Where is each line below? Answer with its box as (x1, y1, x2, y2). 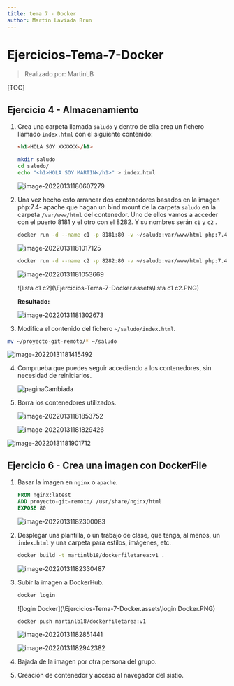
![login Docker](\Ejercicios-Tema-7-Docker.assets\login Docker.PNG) (17, 604, 216, 612)
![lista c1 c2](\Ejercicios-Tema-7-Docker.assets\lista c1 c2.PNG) (17, 283, 200, 292)
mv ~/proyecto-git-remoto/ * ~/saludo (7, 337, 117, 345)
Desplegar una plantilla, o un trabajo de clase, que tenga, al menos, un (17, 531, 220, 539)
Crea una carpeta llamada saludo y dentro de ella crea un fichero (17, 122, 205, 131)
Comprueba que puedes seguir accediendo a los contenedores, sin (17, 364, 212, 372)
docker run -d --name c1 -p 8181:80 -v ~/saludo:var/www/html (17, 231, 203, 238)
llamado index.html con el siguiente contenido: (17, 130, 154, 139)
